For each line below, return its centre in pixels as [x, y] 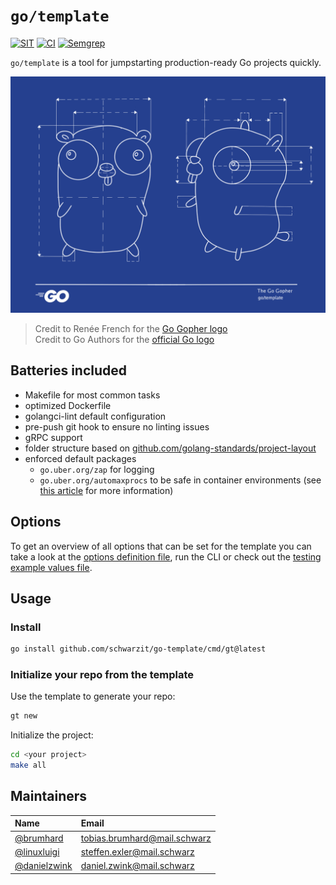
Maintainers [49, 796]
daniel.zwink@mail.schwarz [137, 866]
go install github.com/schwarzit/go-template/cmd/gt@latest [138, 649]
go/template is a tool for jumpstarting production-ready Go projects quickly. [166, 62]
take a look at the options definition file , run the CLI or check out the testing [166, 556]
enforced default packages [80, 458]
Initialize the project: [52, 735]
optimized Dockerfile [68, 405]
